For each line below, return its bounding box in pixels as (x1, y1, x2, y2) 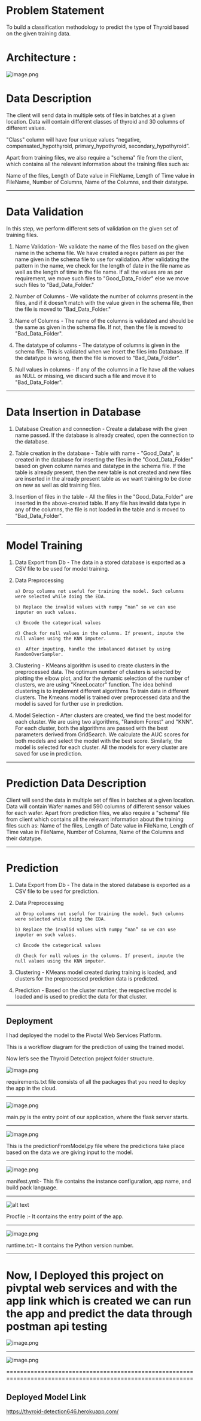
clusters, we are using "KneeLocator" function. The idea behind (14, 680, 172, 688)
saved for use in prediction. (14, 750, 83, 757)
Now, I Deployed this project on (6, 1269, 165, 1282)
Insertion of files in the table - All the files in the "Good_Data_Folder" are (14, 493, 193, 500)
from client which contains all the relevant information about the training (6, 816, 184, 823)
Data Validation (6, 205, 84, 218)
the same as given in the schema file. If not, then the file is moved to (14, 323, 184, 331)
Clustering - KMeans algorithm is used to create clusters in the (14, 661, 170, 669)
